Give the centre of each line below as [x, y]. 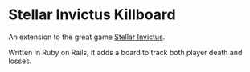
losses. [20, 61]
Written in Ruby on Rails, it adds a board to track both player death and [125, 52]
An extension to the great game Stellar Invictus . [87, 37]
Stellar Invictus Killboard [92, 15]
